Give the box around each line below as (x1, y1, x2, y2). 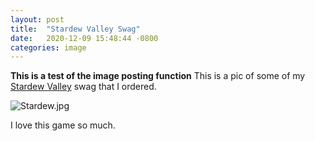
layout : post (10, 14, 65, 25)
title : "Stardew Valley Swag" (10, 24, 141, 34)
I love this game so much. (10, 119, 116, 131)
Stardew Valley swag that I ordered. (10, 81, 157, 93)
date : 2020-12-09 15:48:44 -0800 (10, 33, 159, 43)
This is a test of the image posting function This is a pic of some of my (10, 70, 306, 82)
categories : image (10, 42, 87, 53)
